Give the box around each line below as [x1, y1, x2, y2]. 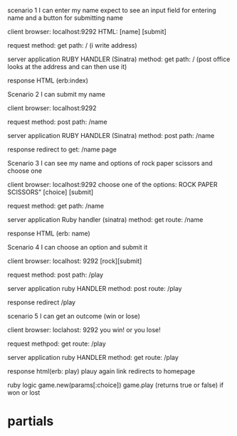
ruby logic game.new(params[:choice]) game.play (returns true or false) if [7, 381, 224, 389]
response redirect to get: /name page [7, 145, 117, 154]
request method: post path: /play [7, 270, 104, 279]
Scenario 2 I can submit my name [7, 90, 105, 98]
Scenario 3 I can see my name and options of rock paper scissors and [7, 159, 213, 167]
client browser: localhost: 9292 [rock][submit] [7, 257, 142, 265]
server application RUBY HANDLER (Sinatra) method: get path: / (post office [7, 55, 231, 63]
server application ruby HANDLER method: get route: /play [7, 353, 179, 361]
